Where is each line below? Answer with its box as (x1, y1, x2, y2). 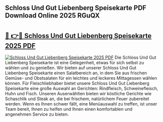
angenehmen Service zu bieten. (5, 111, 69, 117)
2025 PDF (5, 41, 36, 50)
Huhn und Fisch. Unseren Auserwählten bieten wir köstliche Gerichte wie (5, 91, 152, 96)
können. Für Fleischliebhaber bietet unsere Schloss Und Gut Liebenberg (5, 80, 149, 86)
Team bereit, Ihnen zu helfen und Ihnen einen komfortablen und (5, 106, 133, 112)
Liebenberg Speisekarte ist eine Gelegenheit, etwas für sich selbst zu (5, 60, 145, 65)
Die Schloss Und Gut (114, 54, 157, 60)
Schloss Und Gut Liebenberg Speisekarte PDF (5, 4, 147, 12)
